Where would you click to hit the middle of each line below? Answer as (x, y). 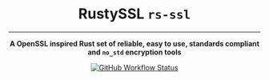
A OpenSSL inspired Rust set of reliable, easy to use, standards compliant (134, 43)
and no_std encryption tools (134, 52)
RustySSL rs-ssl (134, 14)
